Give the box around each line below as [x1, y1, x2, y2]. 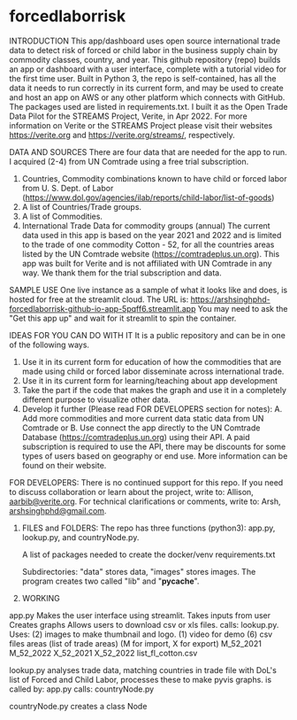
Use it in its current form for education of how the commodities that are [21, 356, 282, 367]
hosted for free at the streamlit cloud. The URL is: [9, 294, 189, 305]
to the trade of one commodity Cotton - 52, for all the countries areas [21, 239, 275, 250]
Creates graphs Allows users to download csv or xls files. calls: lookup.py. [9, 619, 279, 630]
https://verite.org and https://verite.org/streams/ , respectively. [9, 129, 236, 140]
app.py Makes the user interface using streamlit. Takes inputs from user [9, 609, 271, 621]
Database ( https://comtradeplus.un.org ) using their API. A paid [21, 431, 250, 442]
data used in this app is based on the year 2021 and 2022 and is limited [21, 229, 282, 240]
